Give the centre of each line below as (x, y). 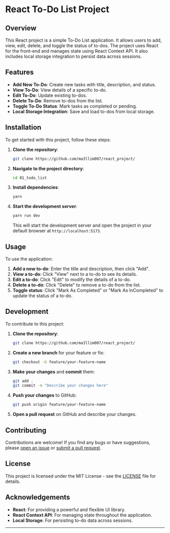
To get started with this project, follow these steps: (58, 139)
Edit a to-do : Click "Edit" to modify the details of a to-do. (72, 279)
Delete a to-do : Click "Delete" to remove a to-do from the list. (77, 285)
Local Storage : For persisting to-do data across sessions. (73, 520)
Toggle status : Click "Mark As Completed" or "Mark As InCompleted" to (88, 290)
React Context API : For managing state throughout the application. (82, 515)
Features (19, 72)
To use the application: (29, 259)
